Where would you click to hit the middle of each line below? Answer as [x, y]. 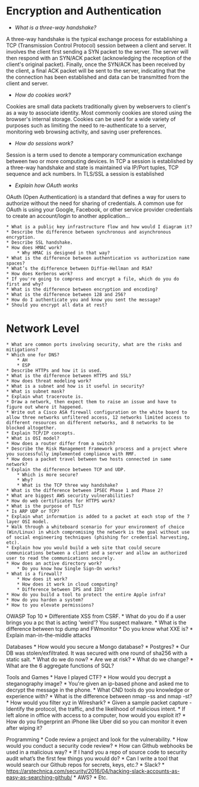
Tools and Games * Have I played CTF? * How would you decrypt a [89, 677]
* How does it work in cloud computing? [67, 584]
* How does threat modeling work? [49, 381]
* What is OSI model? [33, 438]
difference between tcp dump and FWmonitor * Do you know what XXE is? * [100, 629]
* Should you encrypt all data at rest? [57, 305]
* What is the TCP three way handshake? [67, 485]
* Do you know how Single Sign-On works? [69, 568]
